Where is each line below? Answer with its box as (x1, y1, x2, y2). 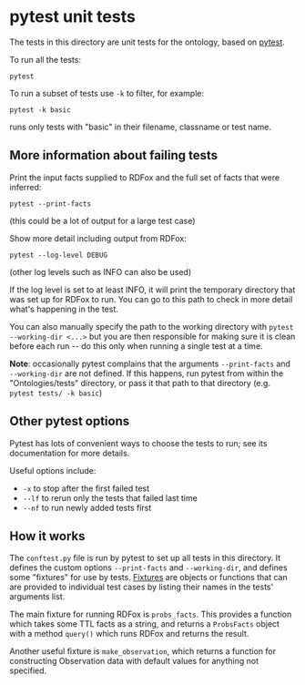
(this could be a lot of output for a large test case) (9, 215, 196, 226)
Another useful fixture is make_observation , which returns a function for (9, 646, 276, 657)
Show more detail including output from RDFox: (9, 232, 187, 243)
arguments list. (9, 591, 66, 602)
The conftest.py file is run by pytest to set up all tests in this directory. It (9, 553, 281, 564)
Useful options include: (9, 465, 97, 475)
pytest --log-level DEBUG (9, 250, 107, 260)
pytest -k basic (9, 105, 71, 115)
